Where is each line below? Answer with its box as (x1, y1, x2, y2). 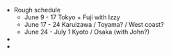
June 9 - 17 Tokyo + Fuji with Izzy (24, 13, 120, 21)
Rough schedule (13, 6, 61, 14)
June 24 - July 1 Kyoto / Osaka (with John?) (24, 27, 150, 36)
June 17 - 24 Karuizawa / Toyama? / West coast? (24, 21, 165, 28)
